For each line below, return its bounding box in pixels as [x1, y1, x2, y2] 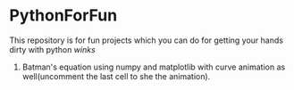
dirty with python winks [9, 44, 96, 54]
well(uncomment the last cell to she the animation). [21, 70, 211, 81]
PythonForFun [9, 5, 118, 26]
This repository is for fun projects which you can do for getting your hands [9, 35, 284, 45]
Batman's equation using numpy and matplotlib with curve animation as [21, 61, 286, 72]
